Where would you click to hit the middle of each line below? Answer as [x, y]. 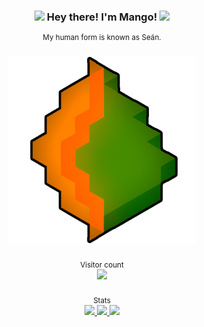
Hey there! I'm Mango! [102, 17]
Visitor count [102, 265]
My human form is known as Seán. [102, 38]
